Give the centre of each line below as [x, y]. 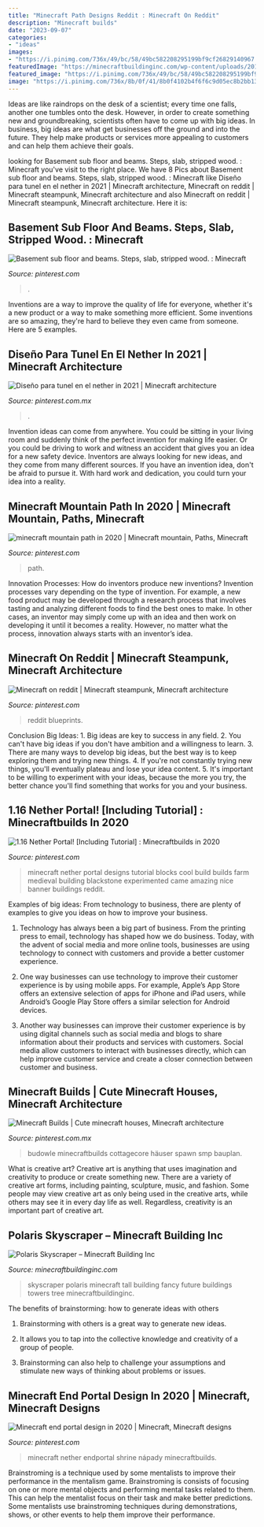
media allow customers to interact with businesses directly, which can [133, 1050]
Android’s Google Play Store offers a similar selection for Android [125, 1002]
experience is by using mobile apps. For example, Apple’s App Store [130, 984]
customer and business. [59, 1067]
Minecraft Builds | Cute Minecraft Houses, [113, 1092]
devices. [33, 1010]
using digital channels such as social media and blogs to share [121, 1033]
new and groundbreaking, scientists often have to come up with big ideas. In [132, 120]
